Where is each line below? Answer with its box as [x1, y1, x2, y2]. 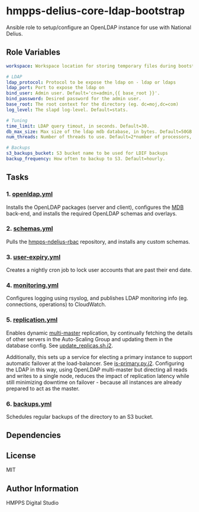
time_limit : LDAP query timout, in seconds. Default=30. [6, 123, 150, 129]
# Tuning [6, 117, 28, 123]
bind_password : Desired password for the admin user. [6, 96, 142, 102]
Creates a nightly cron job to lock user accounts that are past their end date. [6, 266, 192, 274]
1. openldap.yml [6, 190, 53, 198]
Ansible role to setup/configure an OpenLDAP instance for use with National [6, 24, 191, 31]
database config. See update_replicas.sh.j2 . [6, 342, 114, 349]
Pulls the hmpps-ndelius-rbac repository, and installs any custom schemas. [6, 238, 191, 245]
